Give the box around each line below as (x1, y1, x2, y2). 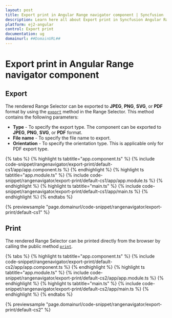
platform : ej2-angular (5, 22, 54, 27)
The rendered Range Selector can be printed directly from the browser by (5, 237, 161, 244)
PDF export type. (12, 146, 49, 152)
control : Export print (5, 27, 54, 32)
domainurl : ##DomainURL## (5, 36, 60, 42)
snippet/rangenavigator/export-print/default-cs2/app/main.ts (5, 286, 134, 292)
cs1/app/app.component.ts (5, 166, 62, 172)
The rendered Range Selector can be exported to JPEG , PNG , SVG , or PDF (5, 103, 163, 109)
